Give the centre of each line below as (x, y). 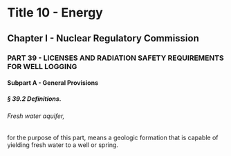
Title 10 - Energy (55, 13)
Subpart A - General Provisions (53, 83)
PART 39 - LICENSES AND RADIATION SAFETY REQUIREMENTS (116, 58)
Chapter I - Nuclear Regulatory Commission (103, 38)
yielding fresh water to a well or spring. (63, 145)
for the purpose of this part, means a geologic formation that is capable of (113, 137)
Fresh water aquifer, (36, 116)
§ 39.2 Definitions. (35, 99)
